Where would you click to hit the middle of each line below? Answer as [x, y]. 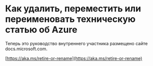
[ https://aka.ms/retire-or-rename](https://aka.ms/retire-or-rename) [74, 58]
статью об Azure [41, 30]
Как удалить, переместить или [73, 9]
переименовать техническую [71, 19]
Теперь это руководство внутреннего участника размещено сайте [76, 43]
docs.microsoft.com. [26, 49]
